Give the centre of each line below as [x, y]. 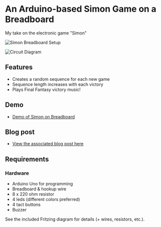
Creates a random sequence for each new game [61, 79]
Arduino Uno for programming [43, 184]
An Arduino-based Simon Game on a [81, 9]
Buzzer [19, 210]
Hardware [17, 173]
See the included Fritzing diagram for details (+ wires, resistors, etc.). [75, 219]
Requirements [27, 159]
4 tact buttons [26, 204]
